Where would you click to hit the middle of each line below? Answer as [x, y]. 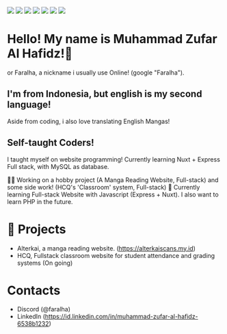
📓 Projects [37, 229]
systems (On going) [45, 263]
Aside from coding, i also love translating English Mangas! [89, 121]
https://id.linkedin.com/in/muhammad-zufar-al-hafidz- [121, 317]
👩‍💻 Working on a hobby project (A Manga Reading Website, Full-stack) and [113, 180]
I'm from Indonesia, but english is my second [105, 94]
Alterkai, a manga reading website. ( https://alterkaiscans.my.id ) [106, 248]
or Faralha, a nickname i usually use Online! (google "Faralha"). [96, 73]
